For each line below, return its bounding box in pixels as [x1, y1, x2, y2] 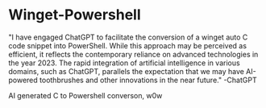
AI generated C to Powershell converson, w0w [8, 90, 163, 100]
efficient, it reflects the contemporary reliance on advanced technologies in [8, 49, 259, 59]
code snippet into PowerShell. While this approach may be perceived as [8, 40, 247, 50]
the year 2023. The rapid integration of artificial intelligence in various [8, 58, 240, 68]
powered [8, 75, 38, 85]
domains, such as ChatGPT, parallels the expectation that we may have [8, 66, 244, 76]
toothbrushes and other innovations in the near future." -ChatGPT [39, 75, 257, 85]
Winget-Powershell [8, 6, 141, 24]
